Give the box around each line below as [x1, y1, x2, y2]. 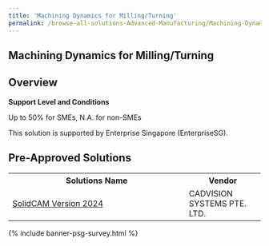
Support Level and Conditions [8, 97, 110, 106]
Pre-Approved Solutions [8, 151, 132, 165]
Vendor [207, 175, 238, 186]
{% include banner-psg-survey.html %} [8, 228, 139, 238]
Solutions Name [65, 175, 128, 186]
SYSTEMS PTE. [188, 197, 247, 208]
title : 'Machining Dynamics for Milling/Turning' [8, 11, 178, 20]
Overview [8, 76, 58, 89]
